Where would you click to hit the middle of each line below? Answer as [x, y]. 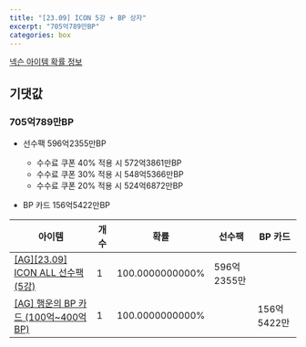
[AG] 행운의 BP [45, 304]
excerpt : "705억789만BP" [55, 26]
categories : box [40, 35]
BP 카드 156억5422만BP [66, 205]
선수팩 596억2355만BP [64, 143]
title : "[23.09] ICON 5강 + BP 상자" [78, 18]
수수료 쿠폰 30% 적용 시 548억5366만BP [110, 174]
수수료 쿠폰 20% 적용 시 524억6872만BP [110, 186]
